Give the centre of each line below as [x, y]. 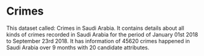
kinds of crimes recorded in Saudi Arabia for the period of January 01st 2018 [102, 34]
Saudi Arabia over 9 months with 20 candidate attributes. [78, 47]
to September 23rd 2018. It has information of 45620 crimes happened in [98, 41]
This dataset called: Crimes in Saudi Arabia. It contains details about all [95, 28]
